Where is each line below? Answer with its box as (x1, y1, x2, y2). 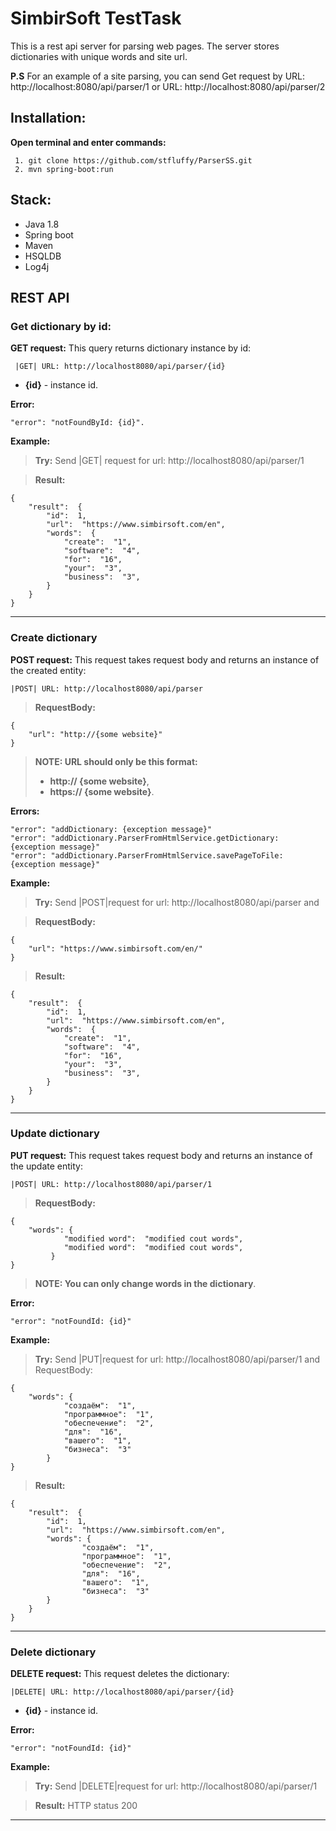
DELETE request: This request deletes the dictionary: (10, 1668, 230, 1680)
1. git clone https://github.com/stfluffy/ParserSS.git (14, 155, 253, 166)
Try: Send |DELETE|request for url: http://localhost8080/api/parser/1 (34, 1780, 318, 1792)
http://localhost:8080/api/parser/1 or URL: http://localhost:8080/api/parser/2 (10, 80, 326, 92)
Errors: (10, 805, 40, 817)
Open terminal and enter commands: (10, 136, 167, 148)
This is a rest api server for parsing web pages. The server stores (10, 40, 280, 52)
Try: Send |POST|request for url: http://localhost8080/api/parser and (34, 896, 320, 908)
